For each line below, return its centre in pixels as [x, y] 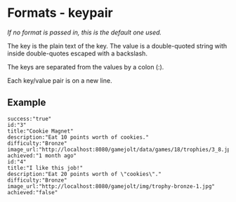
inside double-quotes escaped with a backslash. [77, 53]
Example [27, 103]
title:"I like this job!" [45, 168]
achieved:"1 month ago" [42, 156]
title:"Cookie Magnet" [40, 131]
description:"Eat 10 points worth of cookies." [78, 137]
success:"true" [29, 119]
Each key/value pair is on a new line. [60, 80]
